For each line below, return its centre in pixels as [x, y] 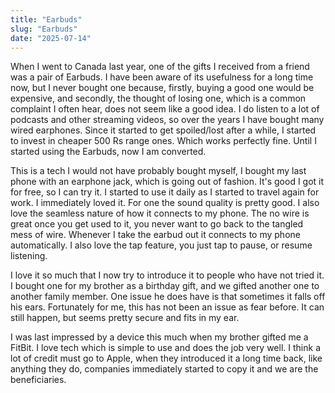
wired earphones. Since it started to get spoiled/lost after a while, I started [163, 130]
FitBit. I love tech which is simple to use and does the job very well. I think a [165, 348]
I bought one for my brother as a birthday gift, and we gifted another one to [165, 286]
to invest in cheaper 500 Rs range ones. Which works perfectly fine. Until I [163, 141]
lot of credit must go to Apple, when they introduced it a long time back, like [166, 358]
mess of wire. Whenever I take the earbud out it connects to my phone [155, 235]
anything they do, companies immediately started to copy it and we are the [164, 369]
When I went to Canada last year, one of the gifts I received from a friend [160, 67]
